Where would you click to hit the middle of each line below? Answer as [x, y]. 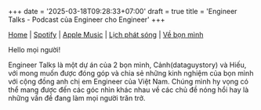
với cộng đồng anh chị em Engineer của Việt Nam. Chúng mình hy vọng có [129, 82]
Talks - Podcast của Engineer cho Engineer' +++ [87, 20]
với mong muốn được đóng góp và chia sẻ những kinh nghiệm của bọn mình [131, 73]
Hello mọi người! [34, 50]
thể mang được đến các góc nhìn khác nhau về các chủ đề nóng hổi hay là [129, 90]
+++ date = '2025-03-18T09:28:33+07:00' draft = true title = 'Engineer [123, 11]
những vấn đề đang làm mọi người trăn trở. [77, 98]
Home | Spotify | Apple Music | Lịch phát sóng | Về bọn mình [106, 35]
